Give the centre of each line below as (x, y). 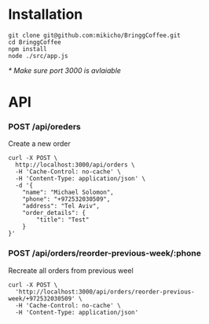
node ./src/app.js (38, 56)
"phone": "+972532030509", (66, 199)
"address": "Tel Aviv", (61, 206)
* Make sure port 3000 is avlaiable (65, 70)
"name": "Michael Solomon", (68, 193)
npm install (27, 49)
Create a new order (39, 144)
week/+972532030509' (42, 299)
